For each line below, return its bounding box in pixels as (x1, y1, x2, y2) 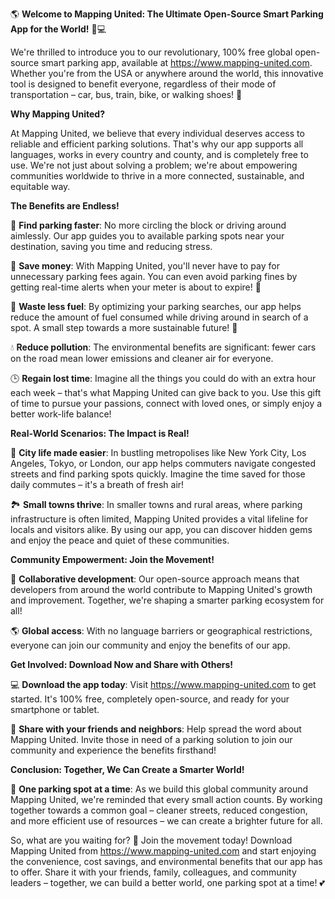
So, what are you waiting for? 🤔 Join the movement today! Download (10, 834, 293, 846)
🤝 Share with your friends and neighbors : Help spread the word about (10, 723, 302, 735)
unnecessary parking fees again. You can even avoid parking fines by (10, 271, 298, 282)
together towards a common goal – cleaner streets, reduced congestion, (10, 804, 308, 816)
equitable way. (10, 181, 71, 192)
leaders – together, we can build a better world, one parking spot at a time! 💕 (10, 877, 325, 888)
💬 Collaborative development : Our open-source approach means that (10, 573, 300, 585)
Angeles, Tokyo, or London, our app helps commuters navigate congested (10, 458, 317, 469)
